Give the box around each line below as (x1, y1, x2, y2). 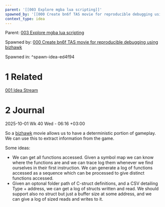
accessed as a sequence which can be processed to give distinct (12, 170, 145, 176)
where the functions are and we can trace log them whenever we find (12, 160, 153, 166)
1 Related (5, 71, 43, 82)
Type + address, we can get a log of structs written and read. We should (12, 186, 159, 192)
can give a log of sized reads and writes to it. (12, 196, 103, 202)
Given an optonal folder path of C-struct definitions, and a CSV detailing (12, 181, 158, 186)
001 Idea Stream (5, 87, 38, 93)
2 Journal (5, 104, 45, 116)
